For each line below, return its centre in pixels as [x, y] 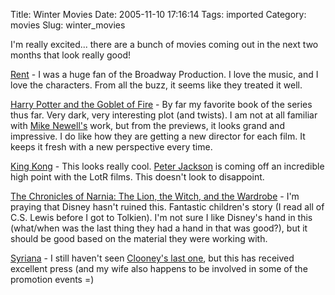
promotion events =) [52, 279]
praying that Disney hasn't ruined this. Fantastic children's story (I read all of [167, 207]
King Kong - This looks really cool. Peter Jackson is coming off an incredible [167, 166]
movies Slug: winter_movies [68, 25]
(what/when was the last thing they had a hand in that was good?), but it [159, 228]
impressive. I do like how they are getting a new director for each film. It [158, 136]
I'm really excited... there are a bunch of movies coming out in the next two [164, 44]
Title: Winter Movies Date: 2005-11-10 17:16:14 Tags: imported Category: [158, 14]
